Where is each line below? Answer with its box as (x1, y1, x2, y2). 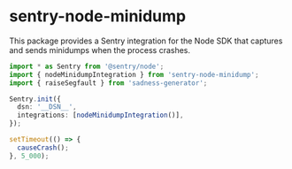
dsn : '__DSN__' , (17, 103, 77, 111)
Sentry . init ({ (9, 95, 62, 104)
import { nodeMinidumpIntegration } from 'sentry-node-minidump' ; (9, 70, 259, 79)
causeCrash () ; (17, 143, 69, 152)
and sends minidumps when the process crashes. (9, 44, 191, 55)
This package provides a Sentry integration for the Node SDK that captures (9, 35, 283, 46)
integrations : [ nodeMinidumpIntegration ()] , (17, 111, 184, 120)
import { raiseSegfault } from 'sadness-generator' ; (9, 78, 208, 88)
